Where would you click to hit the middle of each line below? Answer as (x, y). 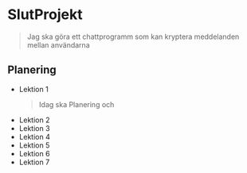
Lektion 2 (34, 120)
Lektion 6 (34, 153)
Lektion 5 (34, 145)
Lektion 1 (33, 89)
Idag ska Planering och (76, 104)
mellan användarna (58, 44)
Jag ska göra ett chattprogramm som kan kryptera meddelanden (133, 37)
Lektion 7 (34, 162)
